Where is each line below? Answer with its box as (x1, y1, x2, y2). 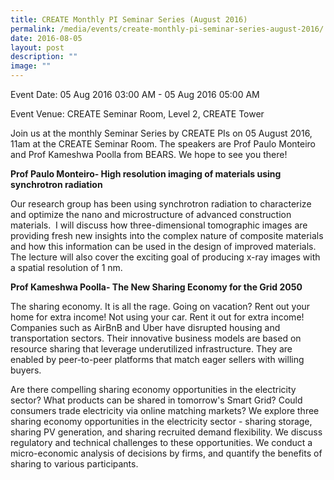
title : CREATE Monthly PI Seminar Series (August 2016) (10, 14, 248, 25)
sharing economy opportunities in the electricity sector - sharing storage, (10, 416, 313, 427)
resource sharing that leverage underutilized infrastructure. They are (10, 343, 293, 355)
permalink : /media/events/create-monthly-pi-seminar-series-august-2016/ (10, 24, 325, 34)
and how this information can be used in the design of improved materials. (10, 241, 317, 252)
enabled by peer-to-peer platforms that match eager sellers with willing (10, 354, 305, 365)
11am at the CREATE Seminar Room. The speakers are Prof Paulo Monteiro (10, 138, 316, 150)
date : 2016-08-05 (10, 33, 83, 43)
